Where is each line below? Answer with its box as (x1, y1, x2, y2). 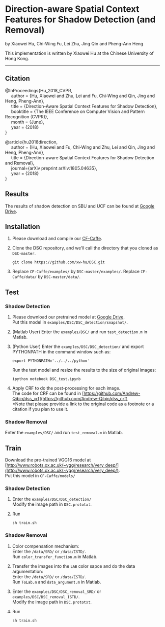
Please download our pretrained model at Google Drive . (12, 314, 125, 320)
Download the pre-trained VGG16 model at (5, 457, 91, 463)
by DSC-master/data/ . (37, 274, 81, 279)
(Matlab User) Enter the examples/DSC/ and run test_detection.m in (12, 329, 148, 335)
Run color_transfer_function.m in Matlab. (12, 554, 98, 559)
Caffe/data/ (12, 275, 37, 279)
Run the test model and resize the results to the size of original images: (12, 367, 156, 373)
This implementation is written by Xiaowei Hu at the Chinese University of (5, 50, 154, 56)
